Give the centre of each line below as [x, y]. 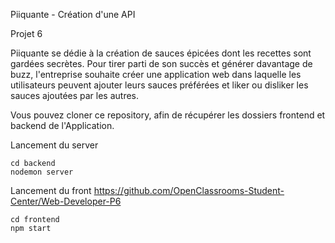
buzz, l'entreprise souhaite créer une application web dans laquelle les [156, 74]
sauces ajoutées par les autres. [75, 95]
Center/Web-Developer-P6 [66, 201]
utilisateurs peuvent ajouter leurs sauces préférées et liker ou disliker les [159, 85]
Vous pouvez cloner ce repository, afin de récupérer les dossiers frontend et [168, 115]
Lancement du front [51, 190]
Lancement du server [54, 145]
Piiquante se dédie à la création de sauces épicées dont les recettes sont [161, 53]
